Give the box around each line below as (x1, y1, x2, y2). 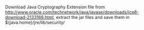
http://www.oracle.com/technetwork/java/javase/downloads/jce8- (5, 9, 139, 15)
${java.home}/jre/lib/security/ (5, 19, 65, 25)
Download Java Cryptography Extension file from (5, 4, 105, 10)
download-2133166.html (5, 15, 54, 20)
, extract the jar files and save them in (53, 15, 130, 20)
